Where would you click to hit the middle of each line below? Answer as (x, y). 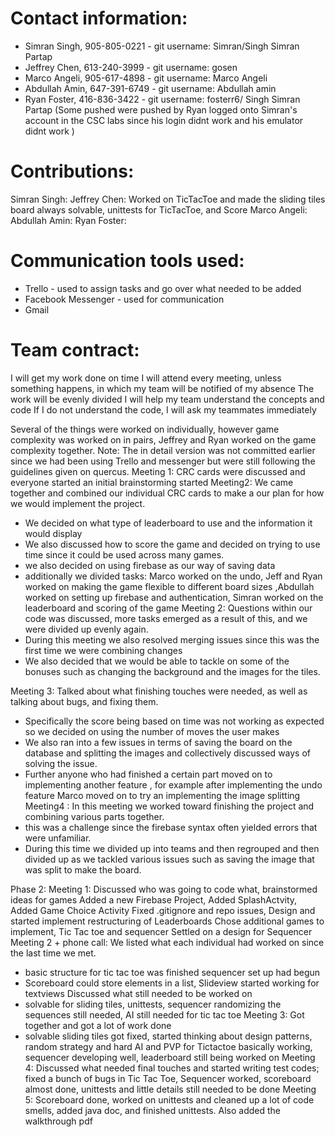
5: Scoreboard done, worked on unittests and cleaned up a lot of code (169, 1099)
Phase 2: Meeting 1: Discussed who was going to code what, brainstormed (164, 889)
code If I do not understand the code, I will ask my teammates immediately (163, 409)
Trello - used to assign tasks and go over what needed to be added (163, 288)
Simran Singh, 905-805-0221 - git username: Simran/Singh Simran (162, 46)
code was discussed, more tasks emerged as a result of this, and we (166, 618)
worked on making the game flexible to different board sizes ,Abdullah (169, 586)
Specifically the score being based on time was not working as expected (174, 721)
